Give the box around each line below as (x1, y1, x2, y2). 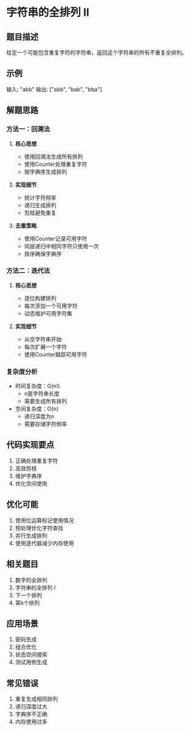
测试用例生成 (15, 659, 47, 666)
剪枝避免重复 (24, 209, 56, 216)
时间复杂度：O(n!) (15, 382, 61, 390)
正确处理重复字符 (15, 457, 58, 464)
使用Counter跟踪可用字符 (24, 351, 87, 358)
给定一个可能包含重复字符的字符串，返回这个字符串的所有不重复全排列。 (6, 49, 187, 56)
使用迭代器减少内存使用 (15, 539, 74, 547)
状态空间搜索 (15, 651, 47, 658)
